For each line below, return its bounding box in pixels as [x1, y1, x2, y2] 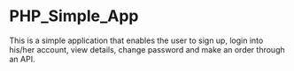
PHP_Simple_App [9, 6, 139, 26]
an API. [9, 53, 35, 64]
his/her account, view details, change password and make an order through [9, 44, 285, 54]
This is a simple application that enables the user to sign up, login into [9, 35, 264, 46]
